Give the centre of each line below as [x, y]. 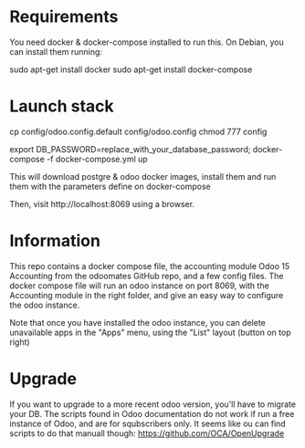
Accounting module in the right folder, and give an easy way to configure [147, 295]
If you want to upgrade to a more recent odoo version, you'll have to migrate [153, 404]
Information [55, 241]
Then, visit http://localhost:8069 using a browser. [102, 203]
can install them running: [56, 51]
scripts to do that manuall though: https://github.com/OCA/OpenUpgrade [147, 433]
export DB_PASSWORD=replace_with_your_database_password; [130, 149]
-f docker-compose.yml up [97, 159]
